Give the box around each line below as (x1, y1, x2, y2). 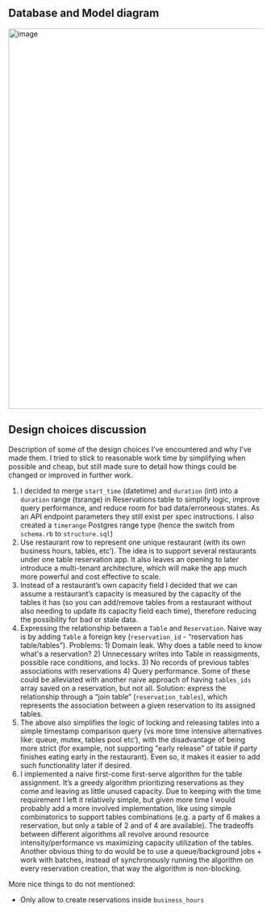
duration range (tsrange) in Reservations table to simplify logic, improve (19, 494, 260, 504)
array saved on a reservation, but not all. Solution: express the (19, 683, 227, 693)
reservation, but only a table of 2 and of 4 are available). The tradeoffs (19, 820, 254, 830)
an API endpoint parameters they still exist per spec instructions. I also (19, 511, 254, 521)
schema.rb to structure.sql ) (19, 528, 114, 538)
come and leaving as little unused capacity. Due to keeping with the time (19, 786, 261, 796)
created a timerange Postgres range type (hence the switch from (19, 520, 236, 530)
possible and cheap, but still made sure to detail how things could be (8, 461, 237, 471)
